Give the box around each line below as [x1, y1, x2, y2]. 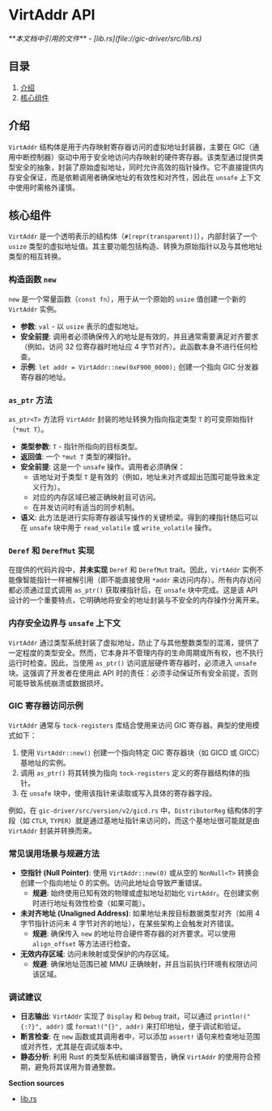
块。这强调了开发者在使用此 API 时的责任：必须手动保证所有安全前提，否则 [8, 667, 258, 678]
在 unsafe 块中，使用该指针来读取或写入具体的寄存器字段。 [19, 788, 217, 798]
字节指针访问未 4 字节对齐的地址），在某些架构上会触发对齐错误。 [19, 919, 239, 929]
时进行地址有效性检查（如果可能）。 [32, 899, 150, 908]
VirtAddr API [8, 6, 96, 24]
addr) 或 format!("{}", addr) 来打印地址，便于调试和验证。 [45, 1022, 245, 1032]
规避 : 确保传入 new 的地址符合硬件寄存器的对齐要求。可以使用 [32, 929, 236, 938]
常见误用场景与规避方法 [8, 847, 100, 859]
